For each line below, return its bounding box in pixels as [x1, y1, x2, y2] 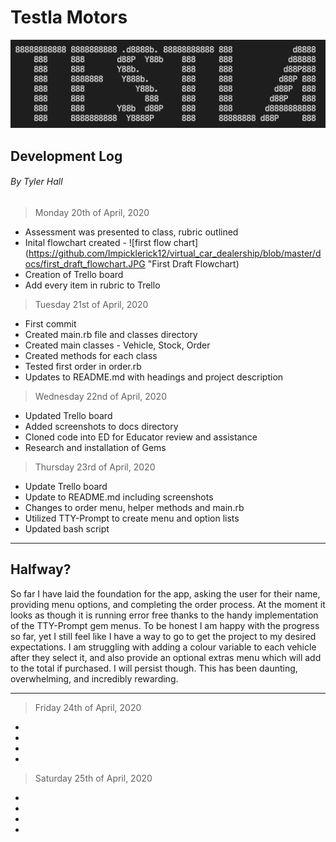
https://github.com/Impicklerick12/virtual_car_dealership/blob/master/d [28, 247, 322, 260]
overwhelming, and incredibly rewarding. [10, 672, 179, 685]
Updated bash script [24, 523, 110, 535]
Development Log [10, 147, 123, 165]
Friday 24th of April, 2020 [34, 701, 142, 713]
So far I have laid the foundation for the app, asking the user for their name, [10, 587, 321, 600]
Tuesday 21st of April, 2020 [34, 299, 149, 311]
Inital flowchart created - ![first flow [24, 237, 172, 249]
